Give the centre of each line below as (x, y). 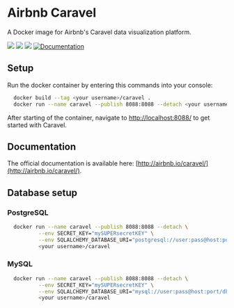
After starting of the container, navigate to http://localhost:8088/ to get (109, 117)
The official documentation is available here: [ (73, 163)
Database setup (42, 193)
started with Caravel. (37, 125)
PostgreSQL (28, 212)
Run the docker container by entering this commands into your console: (110, 85)
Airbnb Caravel (52, 13)
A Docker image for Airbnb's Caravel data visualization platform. (99, 32)
